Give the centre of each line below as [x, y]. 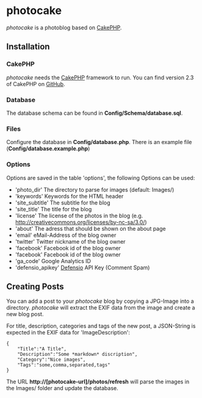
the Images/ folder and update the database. [62, 388]
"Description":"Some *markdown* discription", [78, 355]
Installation [28, 47]
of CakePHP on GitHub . [36, 84]
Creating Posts [35, 287]
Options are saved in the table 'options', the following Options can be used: [101, 178]
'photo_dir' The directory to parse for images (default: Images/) [95, 189]
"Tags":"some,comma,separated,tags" [64, 365]
